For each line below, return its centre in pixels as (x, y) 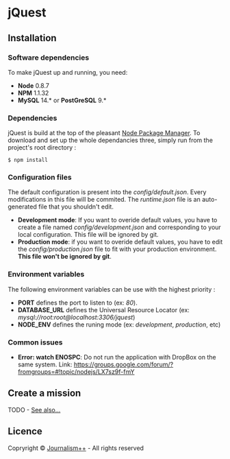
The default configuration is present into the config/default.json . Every (107, 192)
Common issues (35, 342)
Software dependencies (49, 58)
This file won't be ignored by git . (65, 257)
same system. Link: (45, 364)
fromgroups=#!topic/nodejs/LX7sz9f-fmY (76, 372)
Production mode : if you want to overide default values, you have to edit (120, 242)
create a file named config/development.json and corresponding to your (119, 227)
